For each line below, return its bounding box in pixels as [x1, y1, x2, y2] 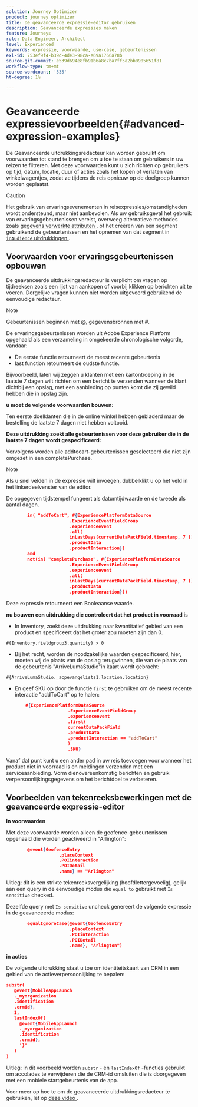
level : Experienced [6, 42, 54, 48]
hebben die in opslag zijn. [6, 390, 69, 397]
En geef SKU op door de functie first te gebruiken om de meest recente [14, 685, 192, 692]
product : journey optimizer [6, 14, 75, 20]
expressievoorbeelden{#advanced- [6, 117, 185, 131]
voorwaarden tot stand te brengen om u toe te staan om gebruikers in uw [6, 155, 184, 163]
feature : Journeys [6, 31, 51, 37]
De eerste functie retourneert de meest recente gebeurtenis [14, 353, 160, 360]
